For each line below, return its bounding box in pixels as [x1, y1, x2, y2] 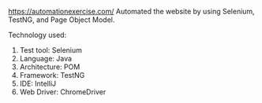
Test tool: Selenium [19, 46, 83, 54]
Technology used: [8, 31, 67, 39]
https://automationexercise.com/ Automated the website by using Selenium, [8, 7, 255, 16]
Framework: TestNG [19, 71, 85, 79]
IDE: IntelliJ [19, 79, 57, 88]
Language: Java [19, 54, 73, 63]
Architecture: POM [19, 62, 80, 72]
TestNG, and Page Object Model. [8, 15, 115, 24]
